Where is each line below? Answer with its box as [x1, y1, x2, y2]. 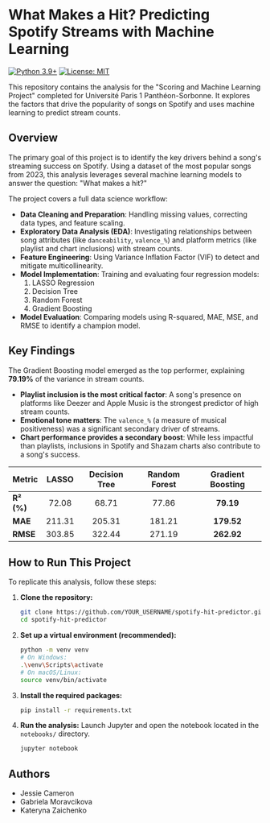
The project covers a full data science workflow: [8, 193, 169, 203]
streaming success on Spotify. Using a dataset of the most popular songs [8, 161, 252, 171]
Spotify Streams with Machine [8, 23, 215, 41]
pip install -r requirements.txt [19, 706, 133, 714]
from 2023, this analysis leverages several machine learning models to [8, 169, 243, 179]
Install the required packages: [19, 690, 123, 700]
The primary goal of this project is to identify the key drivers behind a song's [8, 152, 262, 162]
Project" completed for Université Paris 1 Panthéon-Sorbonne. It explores [8, 90, 251, 100]
